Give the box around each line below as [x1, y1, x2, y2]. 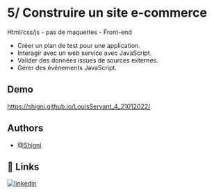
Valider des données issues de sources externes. [17, 56, 158, 64]
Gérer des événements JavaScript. [17, 63, 117, 72]
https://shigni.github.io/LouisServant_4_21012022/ [7, 102, 151, 111]
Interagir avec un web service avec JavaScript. [17, 49, 152, 57]
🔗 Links [7, 161, 40, 172]
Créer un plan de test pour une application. [17, 41, 140, 49]
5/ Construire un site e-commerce [7, 5, 207, 21]
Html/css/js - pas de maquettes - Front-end [7, 28, 132, 36]
